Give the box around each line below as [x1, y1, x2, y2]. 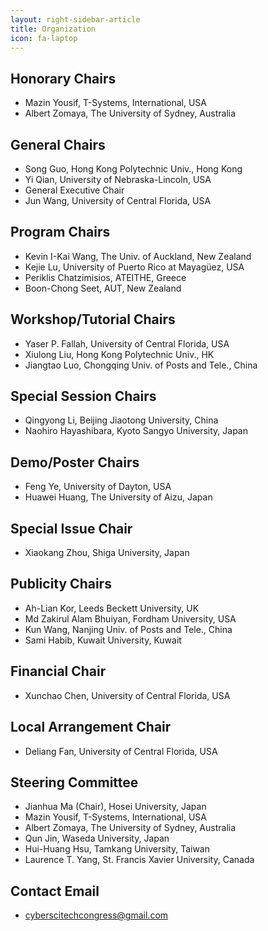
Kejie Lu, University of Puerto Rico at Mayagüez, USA [24, 261, 245, 273]
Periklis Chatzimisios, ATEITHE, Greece [24, 271, 187, 283]
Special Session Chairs [10, 388, 157, 405]
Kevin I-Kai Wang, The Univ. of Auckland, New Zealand [24, 250, 252, 262]
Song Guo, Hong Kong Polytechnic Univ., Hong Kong [24, 163, 243, 175]
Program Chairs [10, 224, 111, 241]
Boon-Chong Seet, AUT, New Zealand [24, 282, 182, 294]
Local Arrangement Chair [10, 719, 172, 736]
